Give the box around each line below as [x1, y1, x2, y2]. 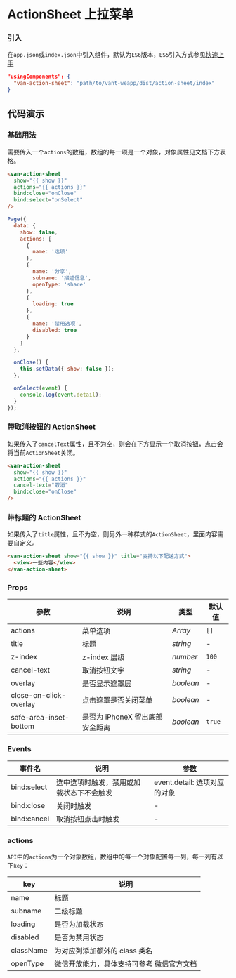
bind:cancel [11, 814, 50, 824]
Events [7, 744, 32, 754]
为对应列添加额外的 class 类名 [54, 946, 153, 956]
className [11, 945, 48, 955]
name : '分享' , [32, 268, 72, 275]
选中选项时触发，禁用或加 [55, 777, 141, 787]
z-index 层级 [81, 652, 125, 662]
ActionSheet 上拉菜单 [7, 6, 134, 22]
